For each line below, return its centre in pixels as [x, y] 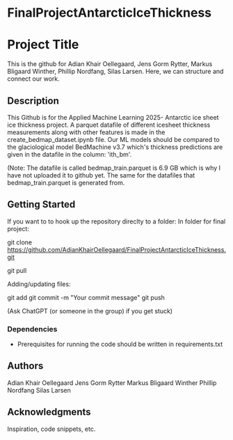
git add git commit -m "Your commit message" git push [86, 297]
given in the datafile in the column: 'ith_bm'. [70, 154]
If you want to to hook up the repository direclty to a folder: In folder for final [116, 221]
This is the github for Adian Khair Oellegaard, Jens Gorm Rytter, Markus [110, 64]
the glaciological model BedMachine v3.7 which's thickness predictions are [115, 147]
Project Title [43, 45]
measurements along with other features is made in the [86, 132]
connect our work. [34, 79]
